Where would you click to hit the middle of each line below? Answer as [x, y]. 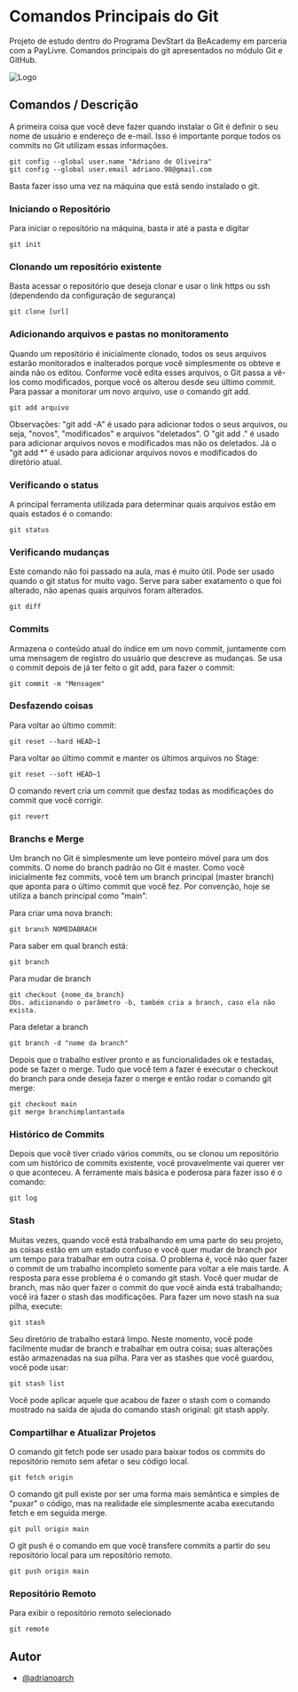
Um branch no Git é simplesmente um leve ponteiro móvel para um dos [139, 858]
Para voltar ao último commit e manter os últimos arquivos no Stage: [134, 758]
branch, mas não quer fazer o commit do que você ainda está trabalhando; [146, 1287]
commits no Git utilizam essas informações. [89, 145]
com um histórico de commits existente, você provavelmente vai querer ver [147, 1163]
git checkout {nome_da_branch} [67, 995]
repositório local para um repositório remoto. [91, 1555]
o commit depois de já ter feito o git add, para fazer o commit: [122, 667]
